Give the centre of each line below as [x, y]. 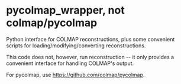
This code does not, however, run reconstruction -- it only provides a [90, 57]
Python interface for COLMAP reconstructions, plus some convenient [90, 39]
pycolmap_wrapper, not [66, 10]
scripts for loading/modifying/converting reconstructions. [76, 46]
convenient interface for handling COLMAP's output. [70, 63]
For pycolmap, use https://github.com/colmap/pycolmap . [75, 75]
